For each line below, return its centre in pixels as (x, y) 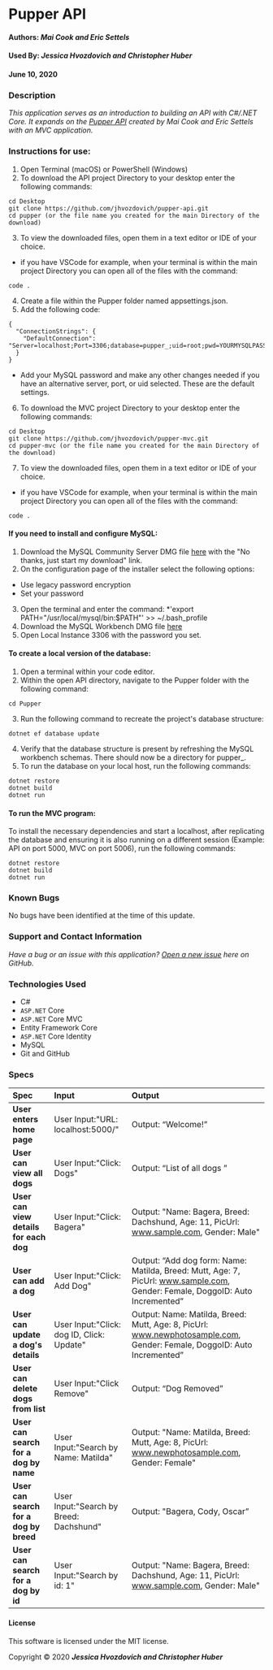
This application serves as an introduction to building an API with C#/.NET (133, 113)
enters (26, 1120)
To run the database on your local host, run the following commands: (136, 766)
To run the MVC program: (52, 813)
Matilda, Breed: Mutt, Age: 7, (186, 1271)
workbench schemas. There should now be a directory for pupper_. (133, 757)
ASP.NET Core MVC (51, 1019)
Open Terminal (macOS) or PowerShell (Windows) (104, 169)
